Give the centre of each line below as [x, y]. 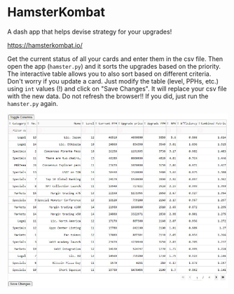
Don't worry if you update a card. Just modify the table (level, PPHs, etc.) [113, 81]
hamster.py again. [33, 103]
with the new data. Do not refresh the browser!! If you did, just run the [108, 96]
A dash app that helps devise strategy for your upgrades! [90, 32]
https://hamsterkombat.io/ [45, 45]
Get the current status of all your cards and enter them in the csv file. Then [115, 59]
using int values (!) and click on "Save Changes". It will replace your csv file [117, 88]
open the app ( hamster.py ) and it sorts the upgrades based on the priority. [114, 66]
